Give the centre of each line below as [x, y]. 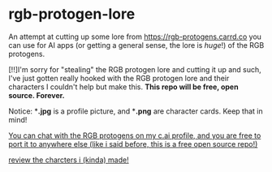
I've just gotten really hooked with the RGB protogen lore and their [119, 78]
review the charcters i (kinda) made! [69, 160]
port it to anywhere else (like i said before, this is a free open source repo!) [133, 144]
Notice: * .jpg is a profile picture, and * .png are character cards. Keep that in [136, 111]
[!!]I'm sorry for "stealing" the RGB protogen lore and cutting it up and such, [135, 69]
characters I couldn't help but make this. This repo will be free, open [123, 87]
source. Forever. [37, 95]
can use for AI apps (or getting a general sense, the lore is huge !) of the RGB [136, 45]
